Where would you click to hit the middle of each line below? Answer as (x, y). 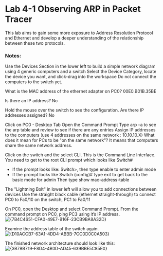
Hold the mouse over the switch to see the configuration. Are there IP (74, 110)
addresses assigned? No (30, 115)
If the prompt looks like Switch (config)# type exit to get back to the (80, 175)
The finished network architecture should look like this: (60, 243)
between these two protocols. (35, 43)
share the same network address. (39, 146)
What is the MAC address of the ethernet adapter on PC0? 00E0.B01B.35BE (81, 91)
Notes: (13, 55)
